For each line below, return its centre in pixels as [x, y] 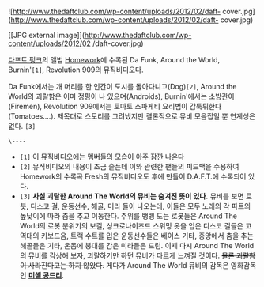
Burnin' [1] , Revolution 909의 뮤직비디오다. [76, 70]
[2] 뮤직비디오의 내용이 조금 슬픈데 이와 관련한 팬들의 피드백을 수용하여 [129, 166]
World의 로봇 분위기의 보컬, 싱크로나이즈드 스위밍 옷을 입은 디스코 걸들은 [131, 226]
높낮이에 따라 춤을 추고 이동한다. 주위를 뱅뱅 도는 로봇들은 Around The [128, 216]
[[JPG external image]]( [47, 35]
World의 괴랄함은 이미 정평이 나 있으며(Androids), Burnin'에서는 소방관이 [121, 96]
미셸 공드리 [45, 275]
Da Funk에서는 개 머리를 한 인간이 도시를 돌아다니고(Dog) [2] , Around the [123, 87]
